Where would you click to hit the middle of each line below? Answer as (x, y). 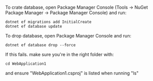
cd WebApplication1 (26, 64)
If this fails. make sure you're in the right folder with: (60, 54)
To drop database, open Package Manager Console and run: (68, 36)
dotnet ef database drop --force (41, 45)
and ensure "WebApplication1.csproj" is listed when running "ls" (72, 73)
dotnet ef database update (34, 26)
